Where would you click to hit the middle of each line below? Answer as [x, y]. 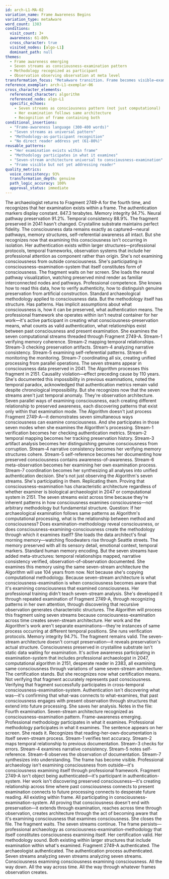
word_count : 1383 [23, 24]
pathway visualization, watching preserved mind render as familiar [74, 277]
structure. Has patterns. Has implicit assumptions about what [69, 304]
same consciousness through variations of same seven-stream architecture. [84, 668]
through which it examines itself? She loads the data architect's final [76, 535]
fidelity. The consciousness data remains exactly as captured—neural [77, 229]
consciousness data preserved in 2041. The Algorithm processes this [77, 368]
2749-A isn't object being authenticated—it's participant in [66, 776]
